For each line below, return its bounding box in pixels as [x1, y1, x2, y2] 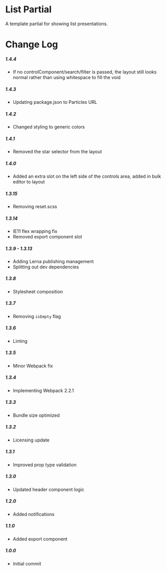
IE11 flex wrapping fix [12, 228, 58, 234]
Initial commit [12, 560, 42, 566]
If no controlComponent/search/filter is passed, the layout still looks [12, 69, 157, 75]
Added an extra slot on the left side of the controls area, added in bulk [12, 173, 161, 179]
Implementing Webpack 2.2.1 [12, 387, 75, 394]
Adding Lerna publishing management [12, 258, 94, 264]
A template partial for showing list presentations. [5, 21, 108, 27]
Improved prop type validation [12, 462, 77, 468]
